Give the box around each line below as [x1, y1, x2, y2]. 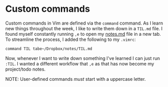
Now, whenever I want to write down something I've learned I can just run [5, 55, 160, 61]
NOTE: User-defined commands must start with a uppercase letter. [5, 76, 146, 82]
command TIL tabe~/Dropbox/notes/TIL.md [5, 46, 93, 51]
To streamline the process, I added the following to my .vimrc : [5, 36, 136, 42]
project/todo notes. [5, 66, 46, 72]
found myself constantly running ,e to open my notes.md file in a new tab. [5, 31, 161, 37]
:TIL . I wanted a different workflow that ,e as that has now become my [5, 60, 154, 67]
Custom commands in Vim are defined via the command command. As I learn [5, 20, 163, 26]
